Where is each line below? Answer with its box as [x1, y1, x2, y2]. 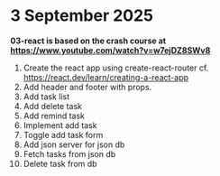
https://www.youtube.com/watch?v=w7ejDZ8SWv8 [10, 44, 211, 55]
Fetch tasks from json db [23, 148, 116, 159]
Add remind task [23, 110, 85, 121]
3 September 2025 [10, 5, 154, 26]
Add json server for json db [23, 139, 125, 150]
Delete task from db [23, 158, 97, 169]
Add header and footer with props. [23, 81, 152, 92]
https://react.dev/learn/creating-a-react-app [23, 71, 188, 82]
